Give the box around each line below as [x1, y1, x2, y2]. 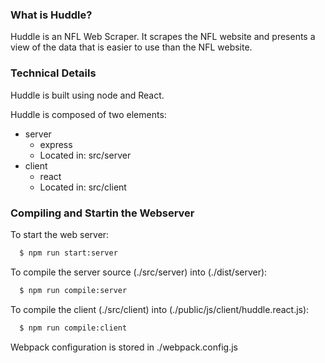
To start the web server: [10, 228, 110, 240]
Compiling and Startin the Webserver [10, 206, 195, 220]
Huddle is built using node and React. [10, 89, 165, 101]
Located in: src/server [39, 149, 132, 161]
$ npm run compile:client [19, 323, 128, 333]
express [39, 138, 73, 150]
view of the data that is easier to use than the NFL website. [10, 41, 253, 53]
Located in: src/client [39, 181, 127, 193]
